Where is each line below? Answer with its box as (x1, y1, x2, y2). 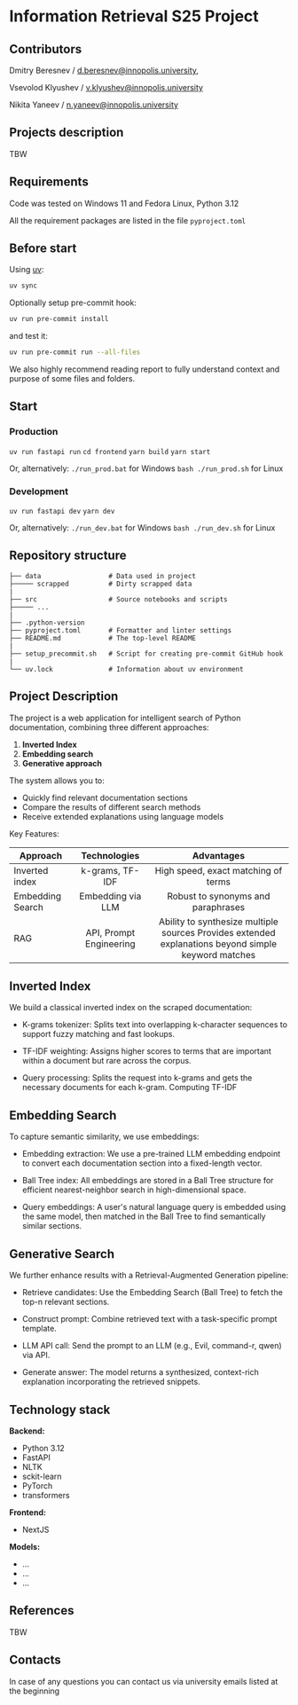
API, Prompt (85, 926, 136, 939)
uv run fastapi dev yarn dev (9, 507, 115, 516)
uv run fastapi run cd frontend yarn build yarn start (9, 447, 211, 456)
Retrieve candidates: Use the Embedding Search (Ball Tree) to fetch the (21, 1287, 284, 1298)
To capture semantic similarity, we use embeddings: (9, 1131, 200, 1142)
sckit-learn (21, 1471, 62, 1481)
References (9, 1603, 74, 1618)
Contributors (9, 42, 82, 57)
